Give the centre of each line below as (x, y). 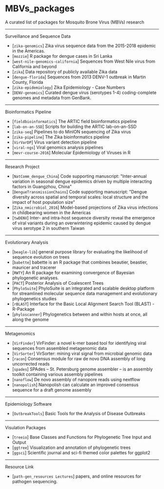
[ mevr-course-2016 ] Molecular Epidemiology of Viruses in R (71, 152)
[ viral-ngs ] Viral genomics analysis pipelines (58, 147)
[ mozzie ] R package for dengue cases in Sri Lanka (62, 56)
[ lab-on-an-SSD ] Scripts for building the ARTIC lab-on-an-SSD (74, 126)
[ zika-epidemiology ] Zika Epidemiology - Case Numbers (69, 87)
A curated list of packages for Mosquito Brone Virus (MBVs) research (75, 22)
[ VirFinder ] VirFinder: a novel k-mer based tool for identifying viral (79, 343)
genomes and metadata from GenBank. (52, 98)
